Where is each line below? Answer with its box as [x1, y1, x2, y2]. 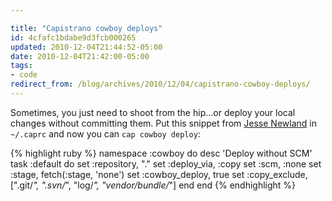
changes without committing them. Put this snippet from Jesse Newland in [10, 117, 317, 129]
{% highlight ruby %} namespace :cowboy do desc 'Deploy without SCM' [10, 147, 313, 159]
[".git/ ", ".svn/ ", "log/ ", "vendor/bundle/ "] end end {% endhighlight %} [10, 179, 297, 191]
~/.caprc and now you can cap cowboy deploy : [10, 127, 201, 140]
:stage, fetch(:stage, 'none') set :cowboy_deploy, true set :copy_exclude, [10, 168, 308, 180]
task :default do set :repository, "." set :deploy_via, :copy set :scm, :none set [10, 157, 322, 170]
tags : [10, 61, 33, 71]
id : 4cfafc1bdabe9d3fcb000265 [10, 32, 137, 43]
